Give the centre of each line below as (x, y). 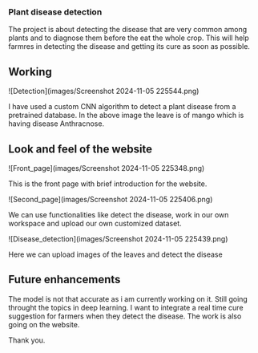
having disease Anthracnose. (56, 124)
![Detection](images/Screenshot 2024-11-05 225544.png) (104, 91)
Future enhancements (64, 280)
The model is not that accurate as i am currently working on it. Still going (128, 298)
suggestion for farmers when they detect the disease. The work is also (125, 316)
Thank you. (27, 340)
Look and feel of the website (81, 149)
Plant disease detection (55, 12)
